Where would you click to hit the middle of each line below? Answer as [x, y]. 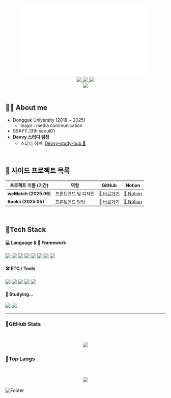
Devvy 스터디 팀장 [31, 137]
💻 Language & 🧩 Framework [36, 243]
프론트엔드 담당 [70, 202]
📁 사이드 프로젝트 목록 [38, 171]
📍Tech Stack [26, 230]
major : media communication [51, 125]
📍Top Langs [20, 359]
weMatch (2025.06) [29, 193]
